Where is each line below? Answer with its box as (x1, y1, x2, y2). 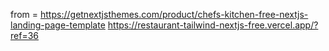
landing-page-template (10, 19, 106, 31)
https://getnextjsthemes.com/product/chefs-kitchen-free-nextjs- (40, 9, 309, 20)
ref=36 (10, 30, 39, 41)
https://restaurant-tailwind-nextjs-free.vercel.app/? (107, 19, 319, 31)
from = (10, 9, 39, 20)
